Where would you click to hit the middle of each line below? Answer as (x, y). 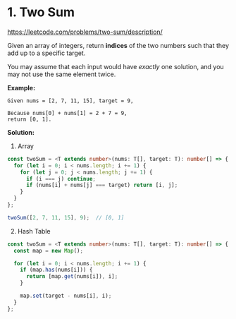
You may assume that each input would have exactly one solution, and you (116, 66)
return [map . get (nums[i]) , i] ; (72, 277)
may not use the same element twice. (62, 74)
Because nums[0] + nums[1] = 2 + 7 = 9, (68, 113)
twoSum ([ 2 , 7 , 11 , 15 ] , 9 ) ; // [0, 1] (66, 217)
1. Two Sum (41, 12)
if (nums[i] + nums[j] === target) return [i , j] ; (102, 185)
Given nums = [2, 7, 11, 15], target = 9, (70, 101)
